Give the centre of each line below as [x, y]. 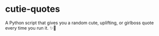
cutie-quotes [33, 9]
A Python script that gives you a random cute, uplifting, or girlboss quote [79, 23]
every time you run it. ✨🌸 [31, 28]
